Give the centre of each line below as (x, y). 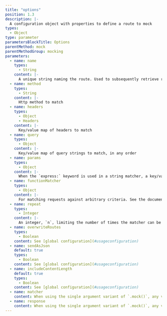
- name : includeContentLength (41, 269)
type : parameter (22, 38)
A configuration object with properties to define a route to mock (81, 24)
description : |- (22, 19)
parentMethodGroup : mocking (34, 51)
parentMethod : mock (25, 47)
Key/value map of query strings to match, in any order (77, 153)
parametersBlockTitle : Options (38, 42)
